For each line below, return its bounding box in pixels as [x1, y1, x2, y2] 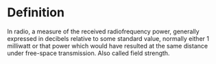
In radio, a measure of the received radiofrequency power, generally [7, 27, 200, 35]
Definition [7, 5, 65, 20]
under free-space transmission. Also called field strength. [7, 49, 170, 57]
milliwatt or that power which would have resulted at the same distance [7, 42, 208, 50]
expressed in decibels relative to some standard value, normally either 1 [7, 34, 209, 42]
